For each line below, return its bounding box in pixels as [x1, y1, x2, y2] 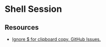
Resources [4, 23, 39, 32]
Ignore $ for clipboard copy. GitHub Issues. [11, 36, 101, 42]
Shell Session [4, 3, 62, 15]
